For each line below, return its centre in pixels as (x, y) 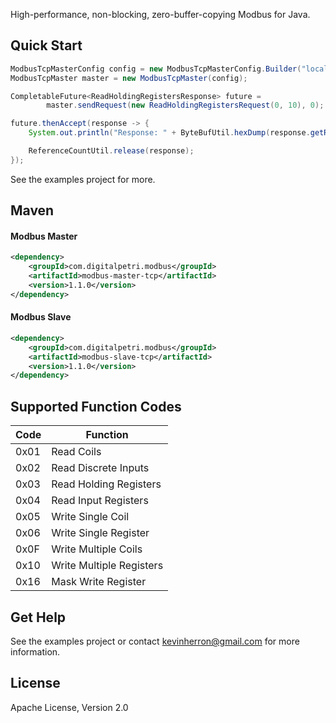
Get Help (38, 617)
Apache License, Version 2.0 (69, 707)
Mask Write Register (99, 582)
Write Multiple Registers (107, 566)
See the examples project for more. (83, 179)
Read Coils (76, 452)
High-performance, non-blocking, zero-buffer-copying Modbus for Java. (160, 14)
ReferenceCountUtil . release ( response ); (111, 151)
